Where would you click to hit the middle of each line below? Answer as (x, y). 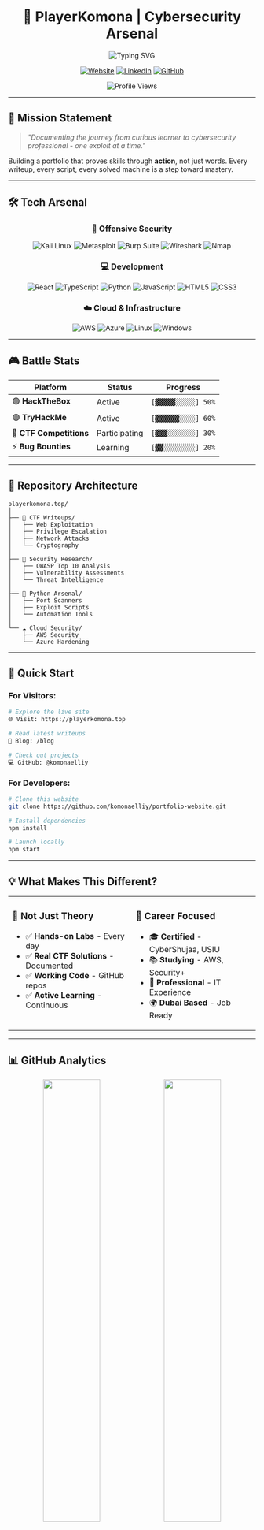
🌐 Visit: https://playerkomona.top (67, 720)
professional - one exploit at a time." (86, 145)
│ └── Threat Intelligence (56, 579)
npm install (27, 828)
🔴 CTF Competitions (50, 433)
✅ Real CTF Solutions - (70, 955)
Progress (183, 387)
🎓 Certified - (176, 936)
